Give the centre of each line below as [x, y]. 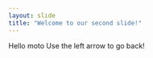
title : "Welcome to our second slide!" [75, 23]
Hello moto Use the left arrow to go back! [76, 45]
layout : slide [32, 15]
